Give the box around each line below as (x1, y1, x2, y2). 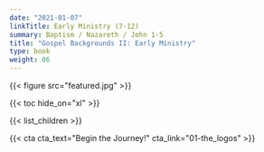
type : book (9, 47, 51, 56)
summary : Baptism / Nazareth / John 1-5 (9, 30, 165, 39)
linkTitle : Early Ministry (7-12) (9, 22, 140, 31)
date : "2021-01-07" (9, 13, 83, 23)
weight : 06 (9, 55, 51, 64)
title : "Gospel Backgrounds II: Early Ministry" (9, 38, 196, 48)
